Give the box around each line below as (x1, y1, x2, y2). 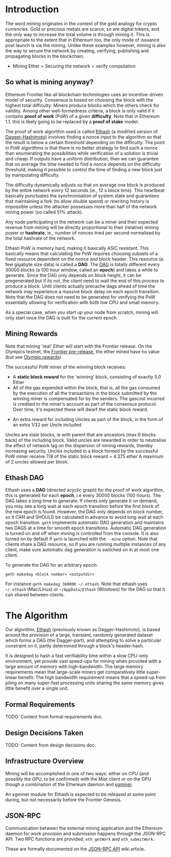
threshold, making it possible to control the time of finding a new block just (5, 166, 162, 172)
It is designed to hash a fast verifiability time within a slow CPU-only (5, 653, 149, 659)
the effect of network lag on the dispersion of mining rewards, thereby (5, 442, 153, 448)
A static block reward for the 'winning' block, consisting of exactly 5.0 (12, 374, 161, 380)
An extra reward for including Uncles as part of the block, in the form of (12, 416, 163, 422)
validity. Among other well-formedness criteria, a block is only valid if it (5, 107, 155, 113)
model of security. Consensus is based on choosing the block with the (5, 97, 153, 103)
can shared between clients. (5, 592, 65, 598)
